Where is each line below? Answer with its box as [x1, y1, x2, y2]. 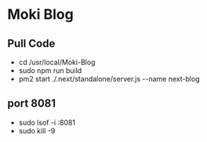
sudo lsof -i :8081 [18, 118, 76, 127]
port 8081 [7, 96, 56, 111]
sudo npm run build [18, 66, 82, 75]
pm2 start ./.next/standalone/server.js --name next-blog [18, 75, 201, 83]
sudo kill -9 [18, 126, 56, 135]
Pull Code [7, 37, 56, 50]
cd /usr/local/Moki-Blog [18, 57, 96, 67]
